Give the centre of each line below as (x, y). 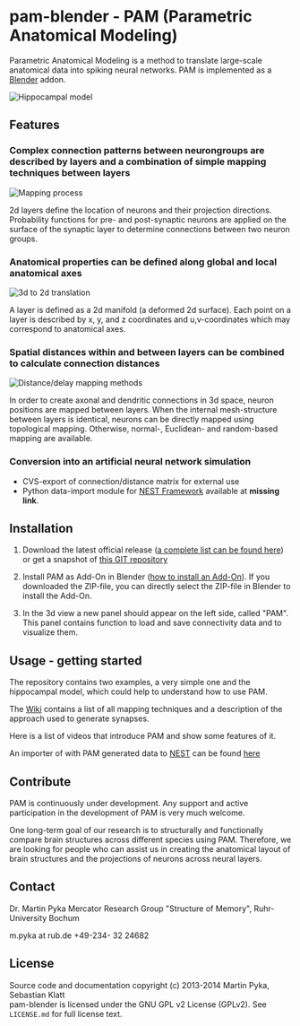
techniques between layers (70, 173)
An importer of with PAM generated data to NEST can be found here (135, 753)
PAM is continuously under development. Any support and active (129, 803)
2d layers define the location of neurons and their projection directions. (141, 210)
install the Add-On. (57, 596)
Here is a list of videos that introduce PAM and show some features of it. (142, 736)
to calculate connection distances (85, 363)
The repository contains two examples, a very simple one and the (130, 683)
